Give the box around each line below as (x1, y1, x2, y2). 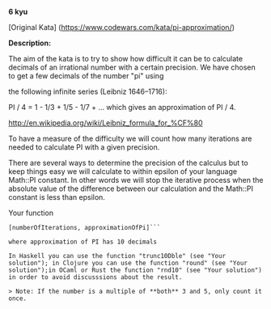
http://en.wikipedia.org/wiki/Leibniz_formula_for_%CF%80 (8, 118, 204, 128)
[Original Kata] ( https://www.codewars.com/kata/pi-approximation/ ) (8, 23, 235, 32)
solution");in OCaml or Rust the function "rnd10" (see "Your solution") (8, 266, 263, 274)
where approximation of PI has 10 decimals (8, 238, 158, 246)
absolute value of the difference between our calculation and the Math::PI (8, 184, 253, 193)
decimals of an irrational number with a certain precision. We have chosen (8, 62, 256, 72)
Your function (8, 208, 54, 218)
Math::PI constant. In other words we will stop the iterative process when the (8, 176, 264, 184)
